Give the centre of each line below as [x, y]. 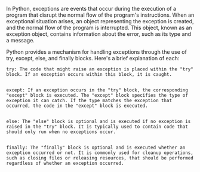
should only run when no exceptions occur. [61, 132]
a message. [20, 40]
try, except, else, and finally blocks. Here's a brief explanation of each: [93, 58]
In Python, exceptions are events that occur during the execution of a [91, 9]
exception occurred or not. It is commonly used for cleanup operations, [100, 153]
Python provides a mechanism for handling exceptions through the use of [96, 52]
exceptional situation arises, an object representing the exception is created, [100, 21]
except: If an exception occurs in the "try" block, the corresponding [97, 90]
